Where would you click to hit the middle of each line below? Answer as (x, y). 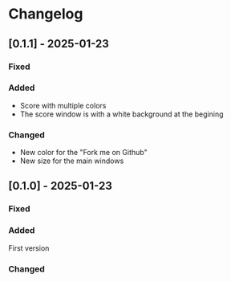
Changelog (46, 14)
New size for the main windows (72, 161)
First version (29, 248)
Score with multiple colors (63, 105)
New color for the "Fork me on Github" (83, 153)
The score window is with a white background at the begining (122, 114)
